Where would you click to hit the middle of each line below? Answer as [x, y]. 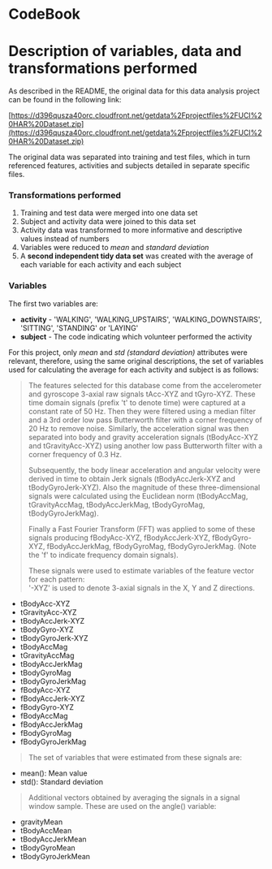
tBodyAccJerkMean [53, 839]
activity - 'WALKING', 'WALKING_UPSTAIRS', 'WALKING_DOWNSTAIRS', [141, 319]
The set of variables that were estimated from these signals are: [135, 757]
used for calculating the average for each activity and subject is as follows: [134, 370]
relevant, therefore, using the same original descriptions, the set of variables [136, 361]
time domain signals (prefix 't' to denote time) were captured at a [137, 402]
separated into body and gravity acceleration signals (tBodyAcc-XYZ [143, 437]
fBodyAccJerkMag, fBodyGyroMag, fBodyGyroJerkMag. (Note [152, 546]
